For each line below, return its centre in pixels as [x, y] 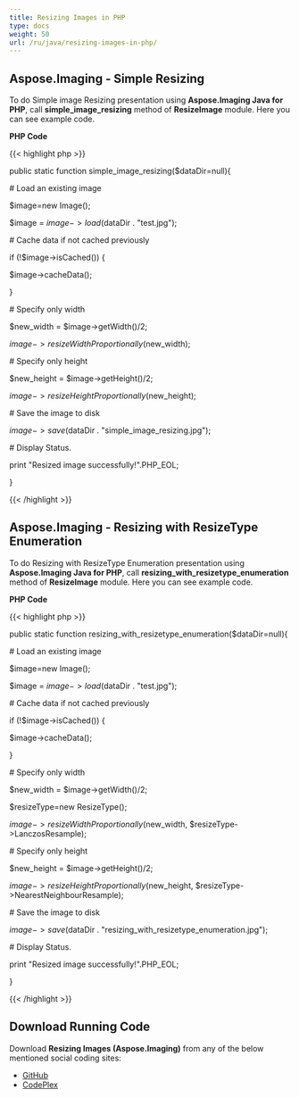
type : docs [29, 26]
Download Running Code [80, 1027]
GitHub [35, 1075]
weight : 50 [29, 34]
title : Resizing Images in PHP [67, 17]
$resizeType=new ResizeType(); [68, 807]
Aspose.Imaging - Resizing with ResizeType [134, 528]
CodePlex [40, 1085]
